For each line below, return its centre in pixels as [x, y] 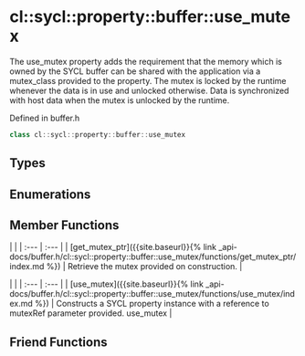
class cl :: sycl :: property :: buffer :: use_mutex [97, 134]
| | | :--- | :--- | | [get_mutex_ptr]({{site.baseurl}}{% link [113, 247]
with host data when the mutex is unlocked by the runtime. [120, 100]
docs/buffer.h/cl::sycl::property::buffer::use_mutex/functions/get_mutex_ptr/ [153, 257]
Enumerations [50, 194]
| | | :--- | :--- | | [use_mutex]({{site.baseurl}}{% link [106, 284]
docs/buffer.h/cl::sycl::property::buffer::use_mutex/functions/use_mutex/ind [152, 294]
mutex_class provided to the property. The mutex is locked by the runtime [148, 80]
